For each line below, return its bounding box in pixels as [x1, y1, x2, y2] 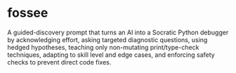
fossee [7, 5, 48, 21]
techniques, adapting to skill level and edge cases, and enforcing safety [7, 51, 216, 59]
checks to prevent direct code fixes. [7, 58, 112, 66]
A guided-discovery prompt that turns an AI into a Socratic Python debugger [7, 28, 229, 36]
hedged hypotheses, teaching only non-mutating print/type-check [7, 43, 199, 51]
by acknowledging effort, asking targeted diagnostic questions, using [7, 35, 208, 44]
